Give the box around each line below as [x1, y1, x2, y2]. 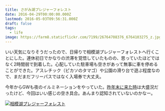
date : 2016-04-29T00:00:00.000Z [5, 12, 71, 17]
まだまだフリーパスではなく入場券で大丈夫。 [13, 74, 104, 79]
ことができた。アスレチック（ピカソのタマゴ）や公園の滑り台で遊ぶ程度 [5, 67, 151, 73]
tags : [5, 26, 16, 31]
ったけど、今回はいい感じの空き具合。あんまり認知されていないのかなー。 [5, 90, 156, 96]
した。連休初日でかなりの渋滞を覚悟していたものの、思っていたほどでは [13, 55, 160, 61]
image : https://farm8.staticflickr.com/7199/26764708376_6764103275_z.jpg [5, 35, 162, 40]
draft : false [5, 21, 32, 26]
